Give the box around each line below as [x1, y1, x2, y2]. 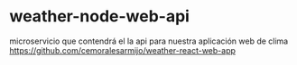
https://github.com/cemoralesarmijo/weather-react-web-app [9, 45, 237, 55]
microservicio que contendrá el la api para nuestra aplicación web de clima [9, 36, 289, 46]
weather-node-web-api [9, 6, 190, 27]
